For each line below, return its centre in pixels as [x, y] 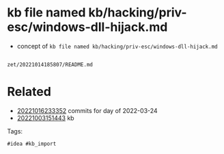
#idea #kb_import [32, 144]
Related [29, 92]
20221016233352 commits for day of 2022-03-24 [87, 110]
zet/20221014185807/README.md [50, 64]
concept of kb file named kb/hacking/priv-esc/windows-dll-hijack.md [117, 46]
